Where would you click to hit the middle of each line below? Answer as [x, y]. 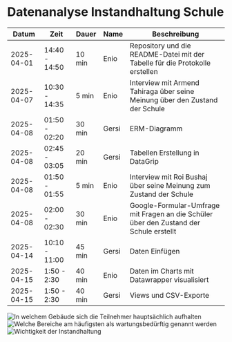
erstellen [144, 71]
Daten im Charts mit [162, 271]
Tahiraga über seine [162, 91]
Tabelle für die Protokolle [171, 63]
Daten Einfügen [155, 251]
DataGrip [144, 161]
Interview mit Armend [165, 82]
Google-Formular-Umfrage [175, 205]
